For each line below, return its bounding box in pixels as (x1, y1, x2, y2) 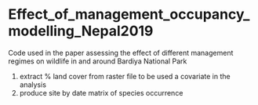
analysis (19, 80, 47, 89)
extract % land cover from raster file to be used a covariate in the (19, 71, 231, 81)
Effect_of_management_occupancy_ (8, 5, 250, 24)
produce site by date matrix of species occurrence (19, 88, 184, 97)
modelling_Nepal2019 (8, 22, 154, 40)
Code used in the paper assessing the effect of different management (8, 48, 234, 57)
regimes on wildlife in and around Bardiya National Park (8, 56, 187, 66)
